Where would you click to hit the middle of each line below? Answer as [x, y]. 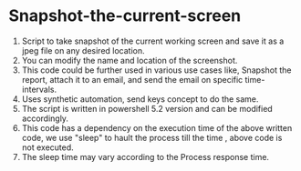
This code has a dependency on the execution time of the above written [157, 127]
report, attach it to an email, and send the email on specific [132, 79]
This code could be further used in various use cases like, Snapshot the [156, 70]
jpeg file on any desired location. [83, 50]
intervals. [39, 89]
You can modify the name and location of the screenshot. [130, 60]
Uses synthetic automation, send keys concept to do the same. [140, 99]
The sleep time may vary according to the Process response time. [145, 156]
